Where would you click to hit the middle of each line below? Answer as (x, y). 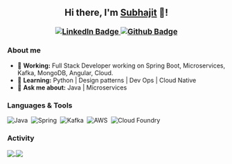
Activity (21, 138)
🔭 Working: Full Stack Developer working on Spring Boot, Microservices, (121, 65)
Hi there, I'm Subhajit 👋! (116, 13)
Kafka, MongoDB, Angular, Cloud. (65, 72)
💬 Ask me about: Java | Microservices (72, 88)
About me (24, 50)
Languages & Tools (40, 105)
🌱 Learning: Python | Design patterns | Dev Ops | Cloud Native (107, 80)
